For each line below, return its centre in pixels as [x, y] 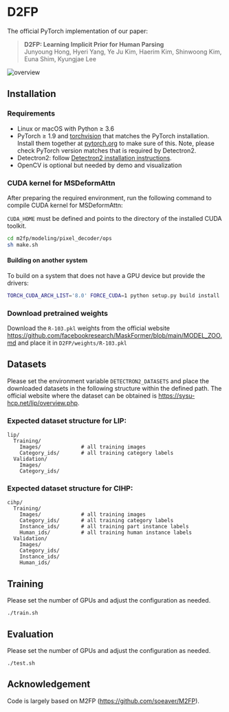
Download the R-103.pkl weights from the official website [89, 328]
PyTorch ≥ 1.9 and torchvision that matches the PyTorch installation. [113, 136]
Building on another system [47, 260]
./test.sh [21, 664]
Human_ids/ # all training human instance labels [106, 533]
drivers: [18, 283]
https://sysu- [176, 396]
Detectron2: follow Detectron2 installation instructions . [94, 158]
